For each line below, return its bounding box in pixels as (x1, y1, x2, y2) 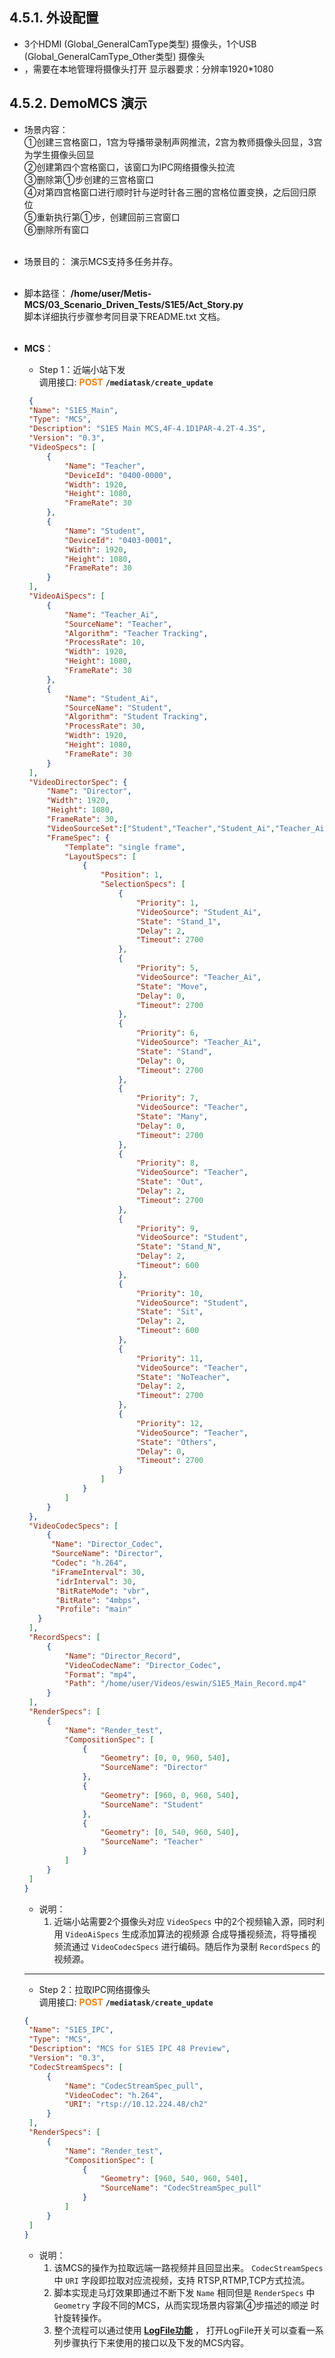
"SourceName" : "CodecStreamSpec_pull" (100, 2183, 262, 2193)
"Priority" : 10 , (135, 1288, 204, 1298)
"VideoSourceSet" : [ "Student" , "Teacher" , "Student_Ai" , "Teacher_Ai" (46, 823, 329, 833)
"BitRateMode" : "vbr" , (55, 1586, 151, 1596)
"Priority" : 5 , (135, 963, 200, 973)
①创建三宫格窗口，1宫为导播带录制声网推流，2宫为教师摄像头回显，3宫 (23, 136, 323, 148)
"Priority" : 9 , (135, 1223, 200, 1233)
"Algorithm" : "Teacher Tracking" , (64, 628, 209, 638)
